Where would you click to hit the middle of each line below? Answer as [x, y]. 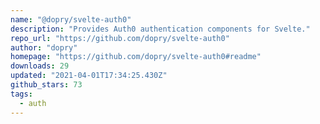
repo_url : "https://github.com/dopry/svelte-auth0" [120, 38]
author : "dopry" [44, 47]
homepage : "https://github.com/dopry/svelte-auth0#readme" [136, 57]
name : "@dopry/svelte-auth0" [71, 19]
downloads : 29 [40, 66]
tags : [21, 94]
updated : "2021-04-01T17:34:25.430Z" [89, 76]
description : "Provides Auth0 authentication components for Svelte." [160, 29]
